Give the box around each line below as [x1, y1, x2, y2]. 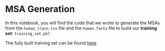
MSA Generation [5, 3, 75, 15]
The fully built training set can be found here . [5, 40, 98, 46]
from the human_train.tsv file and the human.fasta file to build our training [5, 25, 157, 31]
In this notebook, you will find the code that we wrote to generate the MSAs [5, 20, 161, 26]
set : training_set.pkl [5, 30, 50, 36]
